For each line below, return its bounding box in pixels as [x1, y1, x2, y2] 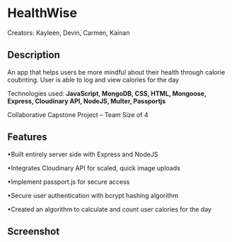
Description [7, 49, 60, 61]
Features [7, 131, 47, 143]
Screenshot [7, 225, 60, 237]
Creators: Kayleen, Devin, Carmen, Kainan [7, 28, 130, 37]
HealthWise [7, 5, 78, 21]
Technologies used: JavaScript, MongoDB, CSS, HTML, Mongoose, [7, 89, 207, 97]
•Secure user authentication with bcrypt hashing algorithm [7, 191, 179, 199]
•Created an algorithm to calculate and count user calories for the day [7, 204, 212, 214]
